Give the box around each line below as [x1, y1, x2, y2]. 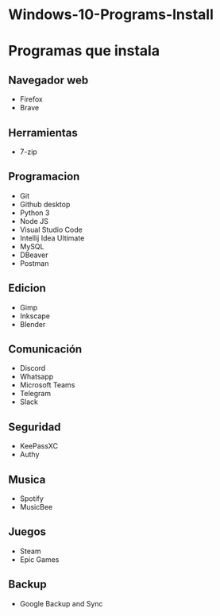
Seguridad [8, 420, 61, 433]
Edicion [8, 282, 46, 295]
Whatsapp [19, 372, 54, 382]
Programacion [8, 170, 80, 183]
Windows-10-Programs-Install [8, 6, 214, 24]
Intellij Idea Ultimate [19, 233, 85, 243]
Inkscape [19, 311, 50, 321]
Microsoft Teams [19, 380, 75, 390]
